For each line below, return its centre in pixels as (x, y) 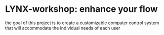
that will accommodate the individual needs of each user (63, 28)
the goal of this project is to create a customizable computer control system (82, 23)
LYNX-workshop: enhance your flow (82, 9)
